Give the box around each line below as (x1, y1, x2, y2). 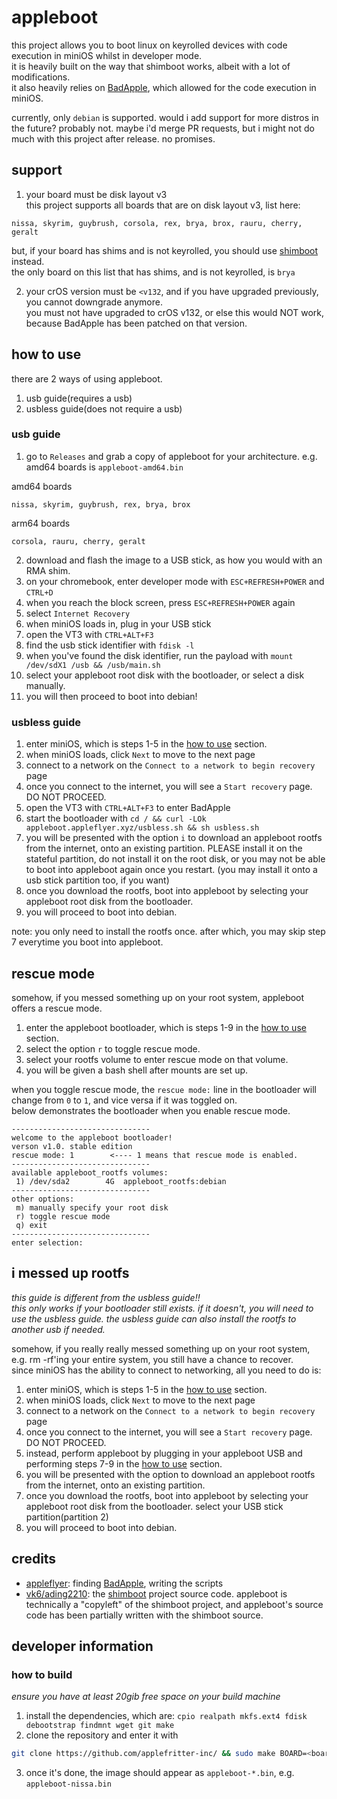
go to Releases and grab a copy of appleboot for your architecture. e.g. (25, 450, 318, 462)
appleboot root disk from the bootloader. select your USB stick (25, 1500, 284, 1512)
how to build (11, 1667, 73, 1681)
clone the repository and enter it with (25, 1729, 179, 1741)
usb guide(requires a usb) (25, 392, 133, 404)
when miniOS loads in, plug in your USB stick (25, 617, 212, 630)
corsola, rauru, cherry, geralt (11, 536, 146, 546)
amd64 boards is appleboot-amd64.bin (25, 461, 184, 473)
